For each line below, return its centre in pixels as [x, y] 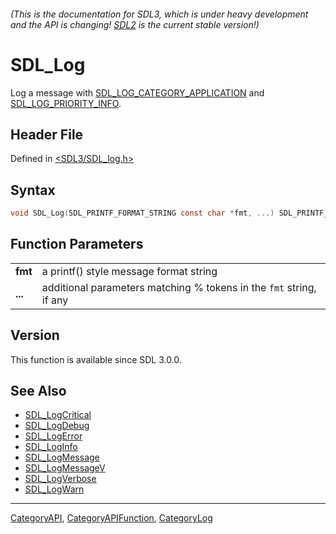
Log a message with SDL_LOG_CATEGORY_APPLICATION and [137, 92]
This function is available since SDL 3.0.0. [96, 359]
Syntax [33, 190]
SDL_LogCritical [58, 415]
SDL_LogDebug [57, 426]
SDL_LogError [53, 436]
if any [55, 300]
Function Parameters [77, 244]
